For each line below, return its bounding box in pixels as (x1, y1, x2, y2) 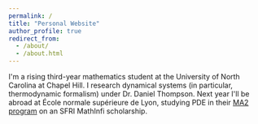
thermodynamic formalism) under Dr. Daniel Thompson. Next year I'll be (8, 89, 250, 98)
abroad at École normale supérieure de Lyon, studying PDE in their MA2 (8, 98, 249, 107)
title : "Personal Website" (8, 19, 100, 28)
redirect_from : (8, 34, 60, 43)
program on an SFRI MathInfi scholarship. (8, 106, 148, 116)
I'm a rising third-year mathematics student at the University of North (8, 72, 240, 81)
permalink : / (8, 11, 53, 20)
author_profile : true (8, 27, 82, 35)
